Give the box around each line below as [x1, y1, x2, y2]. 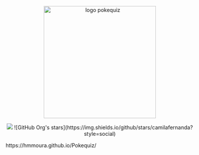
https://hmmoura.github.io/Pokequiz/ [5, 142, 97, 149]
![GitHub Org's [14, 124, 50, 131]
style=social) [84, 130, 116, 137]
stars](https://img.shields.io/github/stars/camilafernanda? [51, 124, 194, 131]
